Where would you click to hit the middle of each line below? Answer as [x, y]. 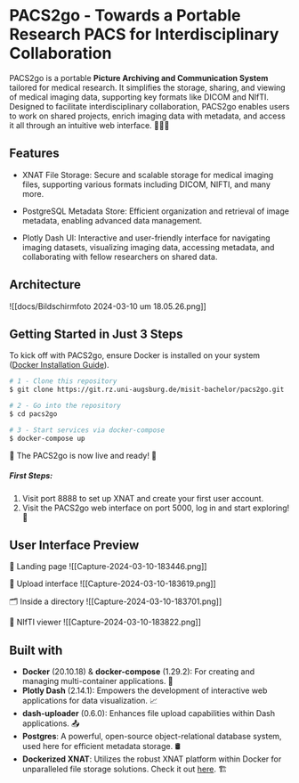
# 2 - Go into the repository [65, 406]
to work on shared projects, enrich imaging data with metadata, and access [148, 116]
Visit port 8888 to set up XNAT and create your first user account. [143, 498]
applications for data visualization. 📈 [90, 701]
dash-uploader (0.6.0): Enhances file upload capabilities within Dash [149, 714]
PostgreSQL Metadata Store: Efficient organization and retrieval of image [155, 211]
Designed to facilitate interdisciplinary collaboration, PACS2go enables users [149, 106]
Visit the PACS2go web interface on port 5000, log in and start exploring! [156, 508]
